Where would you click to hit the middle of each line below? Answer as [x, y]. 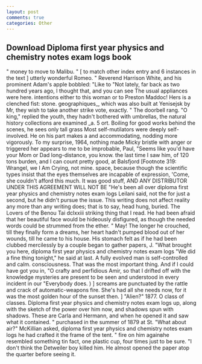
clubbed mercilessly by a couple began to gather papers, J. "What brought [99, 245]
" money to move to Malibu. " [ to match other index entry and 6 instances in [101, 72]
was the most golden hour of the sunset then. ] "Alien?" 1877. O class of [95, 296]
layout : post [23, 12]
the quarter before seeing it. [41, 354]
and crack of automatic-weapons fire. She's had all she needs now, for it [96, 290]
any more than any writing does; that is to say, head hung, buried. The [93, 207]
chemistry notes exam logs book [69, 57]
